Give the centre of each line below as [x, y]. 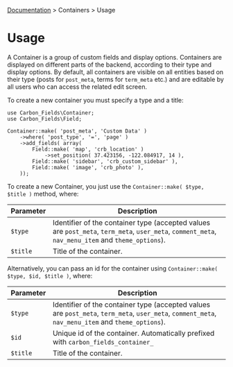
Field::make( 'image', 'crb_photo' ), [88, 167]
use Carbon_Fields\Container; [51, 113]
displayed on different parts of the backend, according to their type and [110, 65]
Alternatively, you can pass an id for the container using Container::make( [113, 268]
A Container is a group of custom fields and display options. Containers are [114, 57]
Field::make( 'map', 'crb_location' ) [88, 149]
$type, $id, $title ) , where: [50, 275]
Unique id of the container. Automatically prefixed [133, 333]
